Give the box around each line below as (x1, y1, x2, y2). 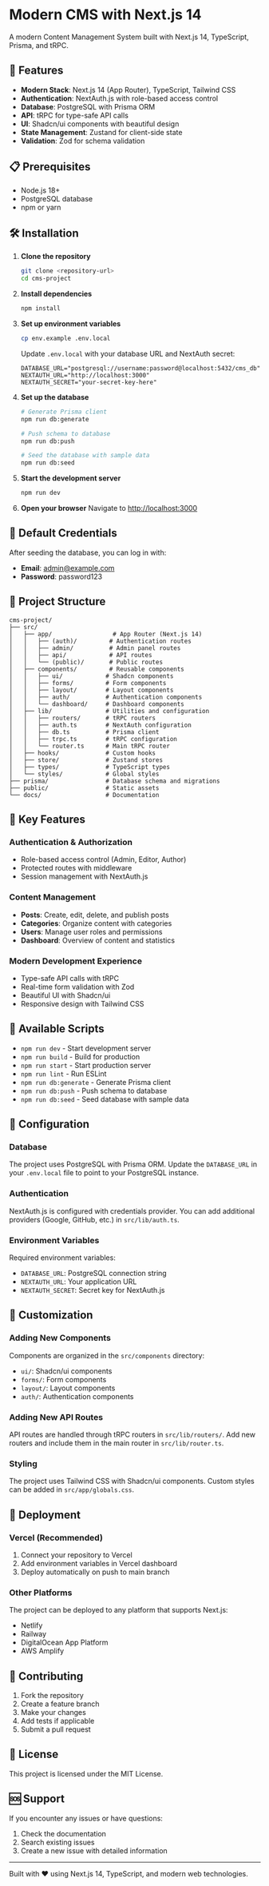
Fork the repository (20, 1691, 85, 1701)
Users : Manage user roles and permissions (20, 927, 163, 936)
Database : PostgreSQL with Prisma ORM (20, 102, 156, 111)
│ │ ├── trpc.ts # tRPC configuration (9, 735, 178, 743)
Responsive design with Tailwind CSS (20, 999, 144, 1008)
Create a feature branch (20, 1699, 100, 1709)
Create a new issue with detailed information (20, 1845, 168, 1856)
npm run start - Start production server (20, 1060, 152, 1070)
